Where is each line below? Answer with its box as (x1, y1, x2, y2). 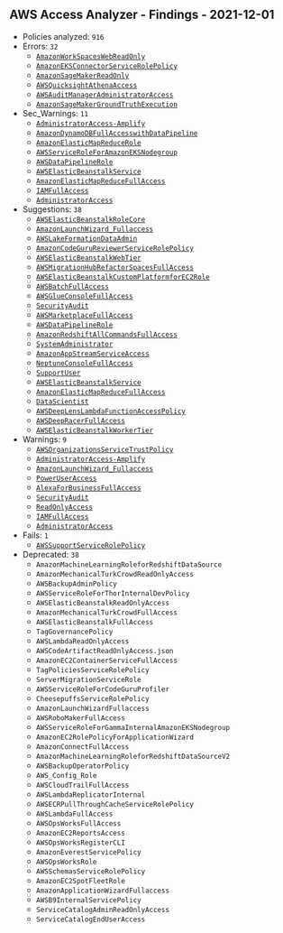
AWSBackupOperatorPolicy (35, 762, 130, 771)
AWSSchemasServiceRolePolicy (35, 866, 146, 876)
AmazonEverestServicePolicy (35, 847, 141, 856)
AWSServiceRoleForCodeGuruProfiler (35, 685, 169, 694)
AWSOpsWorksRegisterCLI (35, 838, 126, 847)
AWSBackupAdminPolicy (35, 579, 117, 588)
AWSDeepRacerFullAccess (35, 416, 126, 425)
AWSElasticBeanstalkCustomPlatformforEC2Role (35, 273, 210, 282)
